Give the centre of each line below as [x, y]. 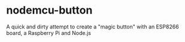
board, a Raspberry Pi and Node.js [49, 33]
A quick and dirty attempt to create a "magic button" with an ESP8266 [93, 27]
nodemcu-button [49, 10]
